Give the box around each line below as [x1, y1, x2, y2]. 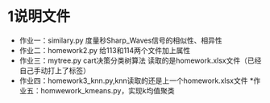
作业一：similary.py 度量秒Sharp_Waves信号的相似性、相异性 [19, 35, 222, 45]
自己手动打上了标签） [19, 65, 90, 75]
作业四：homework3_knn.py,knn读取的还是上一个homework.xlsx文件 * [19, 76, 254, 85]
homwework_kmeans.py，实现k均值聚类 [40, 85, 175, 95]
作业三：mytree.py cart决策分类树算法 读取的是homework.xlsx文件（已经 [19, 56, 262, 65]
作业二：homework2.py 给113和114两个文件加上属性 [19, 45, 191, 55]
